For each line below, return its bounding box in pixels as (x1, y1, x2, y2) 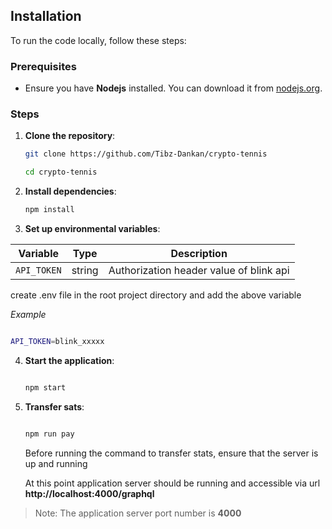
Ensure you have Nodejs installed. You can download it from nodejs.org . (24, 82, 323, 94)
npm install (24, 205, 75, 215)
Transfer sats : (24, 400, 85, 413)
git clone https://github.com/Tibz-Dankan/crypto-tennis (24, 149, 268, 159)
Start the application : (24, 354, 115, 366)
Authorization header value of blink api (108, 264, 290, 278)
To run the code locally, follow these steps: (10, 34, 187, 46)
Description (170, 247, 228, 261)
